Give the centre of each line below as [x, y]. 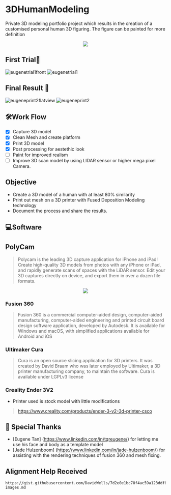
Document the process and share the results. [60, 211]
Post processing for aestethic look [49, 149]
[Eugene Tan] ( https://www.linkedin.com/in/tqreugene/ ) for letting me [85, 439]
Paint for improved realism [40, 155]
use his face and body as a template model [58, 445]
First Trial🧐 [23, 60]
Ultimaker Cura [24, 350]
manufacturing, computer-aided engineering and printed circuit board [91, 320]
